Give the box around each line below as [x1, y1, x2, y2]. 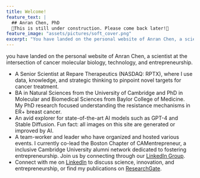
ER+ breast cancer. [14, 108, 62, 115]
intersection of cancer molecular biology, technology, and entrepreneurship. [6, 59, 193, 66]
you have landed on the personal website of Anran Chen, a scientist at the [6, 53, 187, 59]
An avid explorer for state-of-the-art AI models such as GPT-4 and [14, 115, 179, 122]
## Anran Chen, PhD [11, 20, 60, 26]
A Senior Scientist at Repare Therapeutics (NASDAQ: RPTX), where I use [14, 71, 193, 77]
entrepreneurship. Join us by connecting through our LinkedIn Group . [14, 152, 186, 159]
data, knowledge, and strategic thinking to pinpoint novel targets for [14, 77, 182, 84]
